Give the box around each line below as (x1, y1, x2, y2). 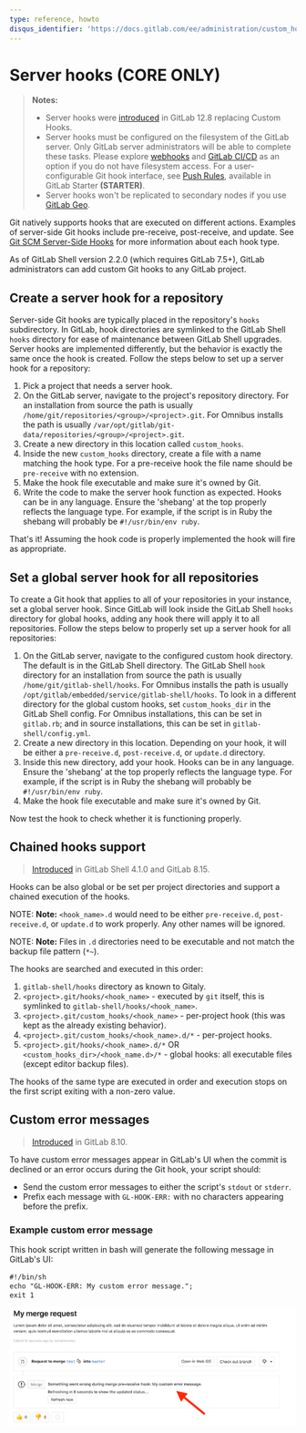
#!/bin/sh (9, 1272, 47, 1282)
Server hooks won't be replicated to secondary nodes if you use (45, 189, 287, 200)
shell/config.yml (22, 730, 89, 739)
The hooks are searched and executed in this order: (9, 963, 204, 974)
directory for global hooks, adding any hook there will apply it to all (9, 613, 260, 624)
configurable (45, 170, 94, 181)
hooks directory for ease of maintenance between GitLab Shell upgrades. (9, 333, 282, 345)
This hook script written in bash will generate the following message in (9, 1244, 274, 1254)
